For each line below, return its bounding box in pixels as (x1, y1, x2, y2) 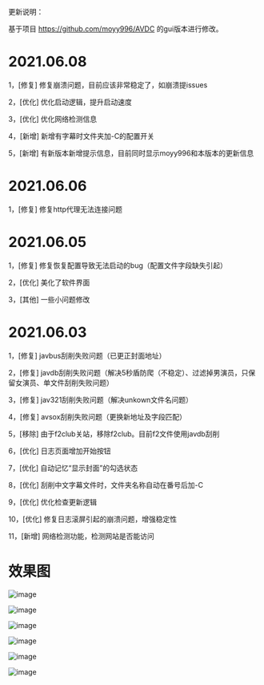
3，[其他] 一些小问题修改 (8, 294, 90, 304)
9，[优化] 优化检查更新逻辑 (8, 497, 98, 507)
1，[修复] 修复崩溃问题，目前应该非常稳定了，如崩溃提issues (8, 79, 208, 90)
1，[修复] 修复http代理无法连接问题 (8, 204, 122, 214)
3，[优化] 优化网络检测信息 (8, 114, 98, 124)
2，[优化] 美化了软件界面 (8, 278, 90, 287)
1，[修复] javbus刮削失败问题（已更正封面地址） (8, 351, 166, 360)
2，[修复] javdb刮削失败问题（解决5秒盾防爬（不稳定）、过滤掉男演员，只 (8, 367, 249, 377)
